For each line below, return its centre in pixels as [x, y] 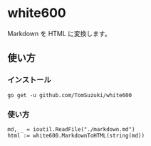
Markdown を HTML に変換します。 [59, 33]
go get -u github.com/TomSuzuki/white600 [70, 95]
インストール [29, 80]
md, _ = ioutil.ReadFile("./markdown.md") [71, 129]
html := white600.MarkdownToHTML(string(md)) [76, 135]
